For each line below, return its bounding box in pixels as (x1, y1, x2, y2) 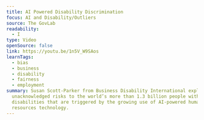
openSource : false (6, 43, 53, 49)
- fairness (12, 76, 39, 82)
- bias (12, 59, 29, 65)
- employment (12, 82, 45, 88)
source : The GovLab (6, 20, 56, 26)
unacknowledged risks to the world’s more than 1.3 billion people (12, 93, 186, 99)
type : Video (6, 37, 36, 43)
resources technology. (12, 104, 69, 111)
